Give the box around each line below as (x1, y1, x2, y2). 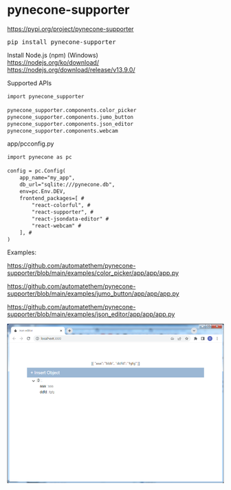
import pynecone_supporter (7, 93, 85, 100)
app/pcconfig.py (7, 140, 54, 148)
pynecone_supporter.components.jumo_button (7, 113, 134, 120)
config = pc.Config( (7, 167, 67, 174)
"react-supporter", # (32, 208, 94, 215)
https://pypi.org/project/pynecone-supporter (7, 25, 134, 33)
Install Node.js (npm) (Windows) (7, 51, 98, 59)
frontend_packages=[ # (19, 194, 85, 201)
